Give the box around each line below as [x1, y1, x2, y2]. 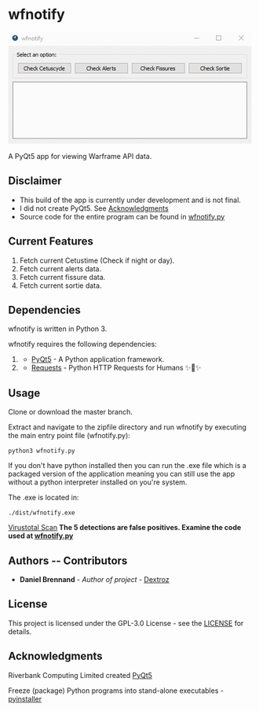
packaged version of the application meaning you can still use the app [8, 470, 235, 479]
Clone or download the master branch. [8, 407, 133, 417]
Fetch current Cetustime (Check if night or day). [19, 256, 175, 265]
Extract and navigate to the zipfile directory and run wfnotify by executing [8, 422, 247, 432]
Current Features [8, 234, 94, 249]
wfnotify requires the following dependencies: [8, 340, 157, 349]
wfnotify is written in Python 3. [8, 324, 108, 333]
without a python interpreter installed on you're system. [8, 477, 188, 487]
